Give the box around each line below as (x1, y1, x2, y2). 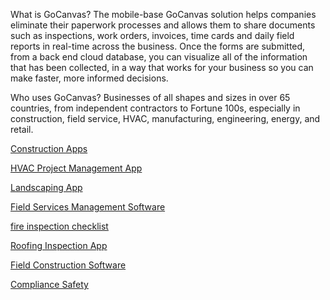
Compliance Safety (10, 279, 89, 290)
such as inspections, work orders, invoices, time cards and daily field (10, 30, 295, 41)
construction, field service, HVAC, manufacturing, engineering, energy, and (10, 113, 321, 124)
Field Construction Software (10, 259, 127, 271)
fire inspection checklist (10, 220, 109, 232)
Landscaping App (10, 182, 83, 193)
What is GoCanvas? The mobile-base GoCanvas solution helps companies (10, 9, 317, 20)
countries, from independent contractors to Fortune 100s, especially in (10, 102, 301, 114)
